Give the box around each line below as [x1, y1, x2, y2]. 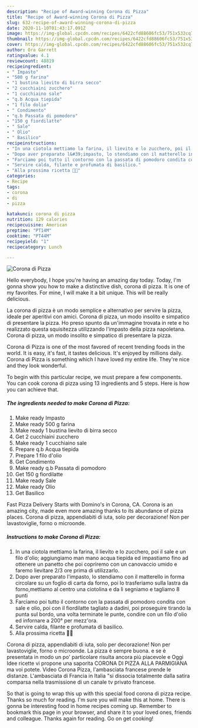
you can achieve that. [6, 386, 59, 393]
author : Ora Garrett [6, 47, 58, 53]
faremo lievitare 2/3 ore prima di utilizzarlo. [15, 567, 120, 574]
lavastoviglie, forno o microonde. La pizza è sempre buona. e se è [6, 647, 166, 654]
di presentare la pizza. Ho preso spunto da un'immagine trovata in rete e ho [6, 319, 190, 327]
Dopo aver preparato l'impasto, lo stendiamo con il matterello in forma [15, 573, 184, 581]
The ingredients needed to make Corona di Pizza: [6, 399, 130, 407]
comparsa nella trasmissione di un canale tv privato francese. [6, 678, 156, 686]
